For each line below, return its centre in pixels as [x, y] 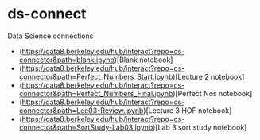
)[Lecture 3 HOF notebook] [188, 110]
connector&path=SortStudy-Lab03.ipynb [86, 127]
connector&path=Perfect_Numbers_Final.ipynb [96, 93]
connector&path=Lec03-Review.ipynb [81, 110]
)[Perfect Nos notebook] [213, 93]
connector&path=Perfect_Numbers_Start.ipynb [96, 76]
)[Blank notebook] [144, 60]
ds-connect [47, 14]
